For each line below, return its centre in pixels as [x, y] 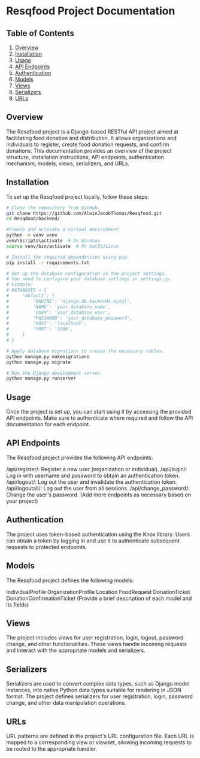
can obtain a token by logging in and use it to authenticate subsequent [93, 541]
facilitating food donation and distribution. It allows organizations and [91, 138]
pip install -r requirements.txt [48, 263]
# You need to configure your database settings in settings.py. [89, 279]
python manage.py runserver [41, 378]
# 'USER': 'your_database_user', [59, 313]
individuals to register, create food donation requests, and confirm [88, 144]
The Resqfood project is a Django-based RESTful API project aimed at [92, 131]
